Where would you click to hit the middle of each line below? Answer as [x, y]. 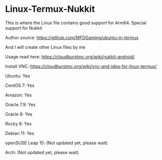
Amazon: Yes [19, 95]
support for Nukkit [24, 28]
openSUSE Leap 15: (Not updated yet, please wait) [56, 143]
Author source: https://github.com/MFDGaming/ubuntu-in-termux [72, 38]
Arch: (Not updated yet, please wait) [42, 152]
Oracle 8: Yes [19, 114]
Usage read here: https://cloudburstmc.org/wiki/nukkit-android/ [70, 57]
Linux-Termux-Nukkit [50, 9]
